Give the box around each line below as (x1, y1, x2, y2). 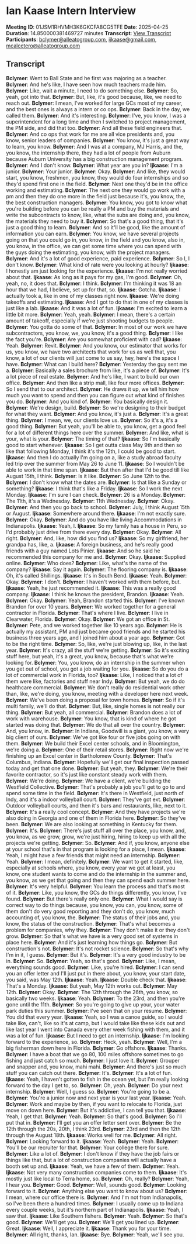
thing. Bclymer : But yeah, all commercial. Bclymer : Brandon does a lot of (6, 709, 182, 716)
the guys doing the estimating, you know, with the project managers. (6, 249, 171, 256)
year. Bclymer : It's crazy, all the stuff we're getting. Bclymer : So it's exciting (6, 647, 190, 654)
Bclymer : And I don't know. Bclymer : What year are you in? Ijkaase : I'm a (6, 161, 183, 169)
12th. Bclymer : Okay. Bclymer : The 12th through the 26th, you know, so (6, 988, 178, 995)
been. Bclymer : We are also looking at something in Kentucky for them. (6, 820, 178, 827)
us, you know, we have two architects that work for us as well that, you (6, 348, 176, 355)
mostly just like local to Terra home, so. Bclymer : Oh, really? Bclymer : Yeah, (6, 1175, 190, 1182)
